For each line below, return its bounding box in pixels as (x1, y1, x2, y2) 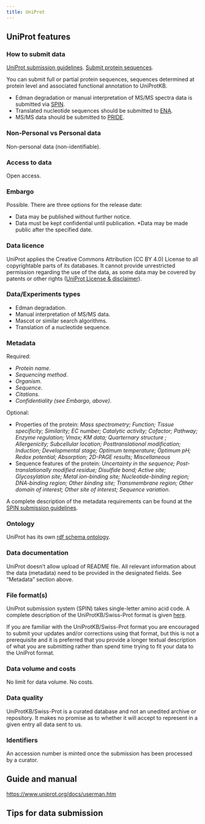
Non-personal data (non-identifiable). (6, 143, 101, 150)
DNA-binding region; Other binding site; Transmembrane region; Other (15, 479, 193, 487)
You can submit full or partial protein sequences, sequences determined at (6, 76, 195, 83)
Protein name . (15, 365, 51, 372)
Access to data (6, 158, 52, 167)
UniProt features (6, 32, 71, 42)
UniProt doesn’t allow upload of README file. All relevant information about (6, 563, 196, 570)
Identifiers (6, 736, 38, 744)
